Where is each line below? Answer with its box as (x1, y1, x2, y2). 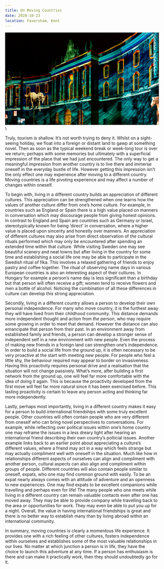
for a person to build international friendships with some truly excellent (5, 408, 147, 414)
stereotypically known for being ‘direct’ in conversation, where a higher (5, 222, 148, 228)
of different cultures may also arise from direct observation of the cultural (5, 233, 153, 239)
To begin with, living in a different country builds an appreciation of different (5, 191, 158, 197)
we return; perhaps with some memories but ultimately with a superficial (5, 150, 151, 157)
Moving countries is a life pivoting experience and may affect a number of (5, 177, 154, 183)
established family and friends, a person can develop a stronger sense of (5, 331, 152, 337)
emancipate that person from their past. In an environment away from (5, 326, 145, 332)
